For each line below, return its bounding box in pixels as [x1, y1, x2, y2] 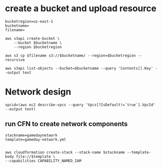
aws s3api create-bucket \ [5, 36, 60, 41]
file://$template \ [16, 154, 55, 159]
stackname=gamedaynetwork [5, 132, 57, 138]
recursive [5, 57, 25, 62]
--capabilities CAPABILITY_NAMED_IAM [5, 158, 82, 163]
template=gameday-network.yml [5, 137, 67, 142]
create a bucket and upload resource [5, 3, 157, 14]
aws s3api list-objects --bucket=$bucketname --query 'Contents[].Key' [5, 66, 153, 71]
